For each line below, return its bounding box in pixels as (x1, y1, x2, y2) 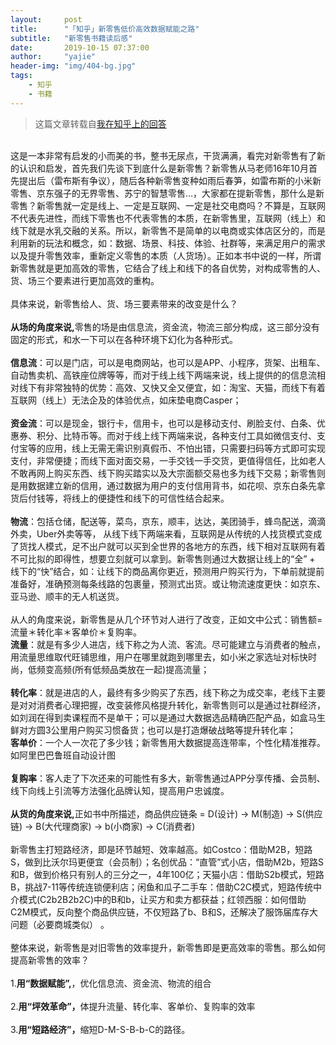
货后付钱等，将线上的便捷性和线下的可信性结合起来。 (10, 492, 230, 504)
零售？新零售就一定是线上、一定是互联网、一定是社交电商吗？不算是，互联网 (10, 199, 326, 211)
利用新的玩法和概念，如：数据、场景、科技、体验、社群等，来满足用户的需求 (10, 237, 326, 249)
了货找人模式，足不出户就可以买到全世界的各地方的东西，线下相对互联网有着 (10, 540, 326, 552)
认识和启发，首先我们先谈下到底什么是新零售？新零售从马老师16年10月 (18, 162, 309, 174)
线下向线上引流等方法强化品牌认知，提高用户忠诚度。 (10, 784, 230, 796)
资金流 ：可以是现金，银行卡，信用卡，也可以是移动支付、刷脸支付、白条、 (10, 417, 317, 429)
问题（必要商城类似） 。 (10, 918, 110, 930)
